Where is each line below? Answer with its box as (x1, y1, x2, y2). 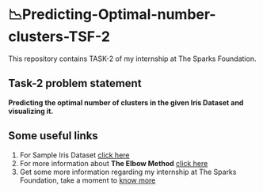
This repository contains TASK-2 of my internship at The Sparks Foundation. (8, 54, 257, 63)
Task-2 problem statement (8, 77, 142, 90)
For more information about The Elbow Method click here (19, 158, 208, 168)
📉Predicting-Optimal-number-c (8, 6, 216, 24)
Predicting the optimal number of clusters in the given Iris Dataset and (8, 97, 244, 107)
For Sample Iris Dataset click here (19, 150, 130, 160)
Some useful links (8, 129, 99, 142)
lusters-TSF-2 (8, 28, 111, 46)
